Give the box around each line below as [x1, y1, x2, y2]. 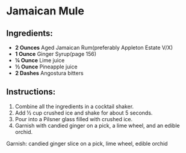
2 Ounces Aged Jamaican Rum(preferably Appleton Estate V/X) [14, 44, 173, 51]
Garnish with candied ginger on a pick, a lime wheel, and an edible [14, 122, 180, 129]
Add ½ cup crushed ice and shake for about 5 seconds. [14, 109, 153, 116]
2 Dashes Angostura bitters [14, 70, 84, 76]
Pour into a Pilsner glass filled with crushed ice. [14, 115, 133, 122]
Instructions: [6, 87, 56, 97]
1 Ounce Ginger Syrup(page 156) [14, 50, 97, 58]
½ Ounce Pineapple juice [14, 63, 78, 70]
